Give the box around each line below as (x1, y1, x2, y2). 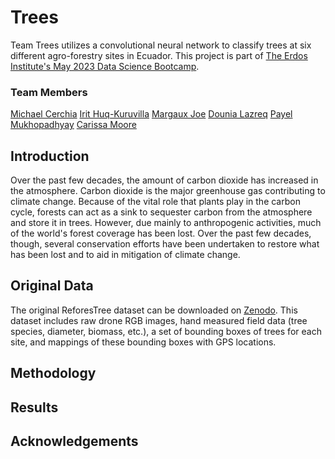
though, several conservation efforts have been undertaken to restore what (10, 238, 320, 250)
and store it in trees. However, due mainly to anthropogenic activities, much (10, 217, 322, 229)
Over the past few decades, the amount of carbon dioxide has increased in (10, 174, 319, 186)
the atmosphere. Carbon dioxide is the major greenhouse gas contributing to (10, 185, 326, 197)
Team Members (10, 85, 88, 99)
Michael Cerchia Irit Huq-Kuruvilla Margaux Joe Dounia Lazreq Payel (10, 108, 293, 120)
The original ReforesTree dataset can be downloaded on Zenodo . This (10, 304, 298, 316)
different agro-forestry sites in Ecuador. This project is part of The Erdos (10, 49, 308, 61)
